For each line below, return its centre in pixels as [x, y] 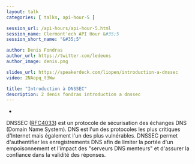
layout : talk [22, 12]
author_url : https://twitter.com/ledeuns [59, 56]
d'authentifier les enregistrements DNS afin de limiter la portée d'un [90, 142]
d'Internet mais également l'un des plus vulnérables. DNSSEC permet [92, 136]
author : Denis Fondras [34, 50]
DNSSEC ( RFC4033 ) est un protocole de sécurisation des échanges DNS [97, 123]
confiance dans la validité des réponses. [56, 155]
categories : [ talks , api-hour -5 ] [51, 17]
